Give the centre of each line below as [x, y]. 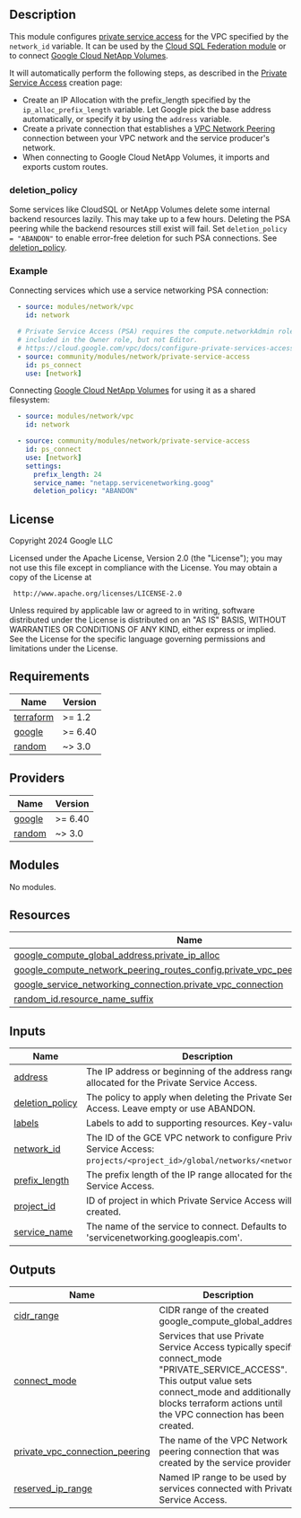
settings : [44, 466]
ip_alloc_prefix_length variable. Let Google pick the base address [146, 109]
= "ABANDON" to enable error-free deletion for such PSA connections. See [143, 238]
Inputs [28, 1031]
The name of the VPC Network [224, 1440]
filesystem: [30, 400]
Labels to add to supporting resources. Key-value [191, 1124]
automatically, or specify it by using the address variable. [127, 119]
